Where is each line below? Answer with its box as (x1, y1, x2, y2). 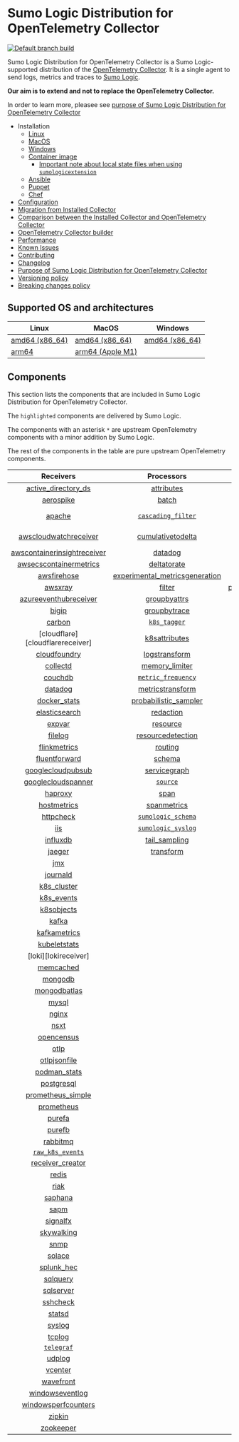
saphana (43, 1192, 73, 1202)
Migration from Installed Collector (17, 205, 116, 213)
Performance (17, 236, 57, 244)
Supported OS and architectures (7, 302, 154, 314)
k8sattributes (144, 633, 190, 643)
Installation (17, 121, 51, 130)
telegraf (43, 1343, 73, 1351)
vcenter (46, 1365, 72, 1375)
